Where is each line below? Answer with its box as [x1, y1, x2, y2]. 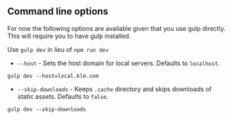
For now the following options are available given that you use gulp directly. [7, 24, 226, 32]
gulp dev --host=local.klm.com [7, 72, 99, 79]
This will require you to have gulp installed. [7, 32, 131, 40]
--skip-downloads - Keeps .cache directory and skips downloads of [17, 84, 212, 93]
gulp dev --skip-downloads [7, 105, 86, 113]
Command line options [7, 6, 109, 18]
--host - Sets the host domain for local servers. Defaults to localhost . [17, 59, 220, 67]
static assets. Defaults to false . [17, 92, 109, 100]
